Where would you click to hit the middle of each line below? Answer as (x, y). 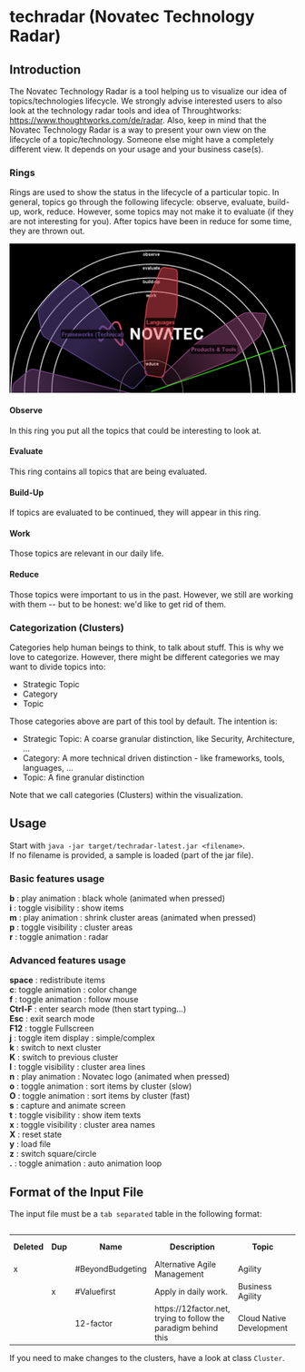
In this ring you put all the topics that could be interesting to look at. (135, 430)
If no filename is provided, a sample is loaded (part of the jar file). (132, 854)
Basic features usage (57, 878)
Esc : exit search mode (52, 1019)
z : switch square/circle (53, 1154)
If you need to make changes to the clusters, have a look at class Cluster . (147, 1357)
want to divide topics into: (58, 666)
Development (263, 1328)
